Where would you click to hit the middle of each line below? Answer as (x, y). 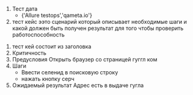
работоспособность (38, 35)
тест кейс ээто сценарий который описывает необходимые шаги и (100, 22)
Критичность (29, 53)
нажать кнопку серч (48, 79)
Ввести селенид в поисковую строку (70, 72)
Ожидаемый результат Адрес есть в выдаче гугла (78, 85)
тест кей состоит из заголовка (52, 46)
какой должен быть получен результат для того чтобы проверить (98, 28)
